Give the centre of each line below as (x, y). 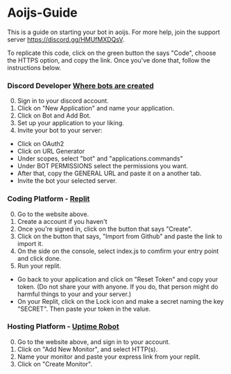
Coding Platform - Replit (49, 199)
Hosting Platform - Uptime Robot (63, 327)
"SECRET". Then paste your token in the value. (84, 309)
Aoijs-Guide (42, 13)
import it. (30, 243)
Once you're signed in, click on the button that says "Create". (105, 229)
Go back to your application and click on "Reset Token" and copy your (118, 279)
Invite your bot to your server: (60, 131)
